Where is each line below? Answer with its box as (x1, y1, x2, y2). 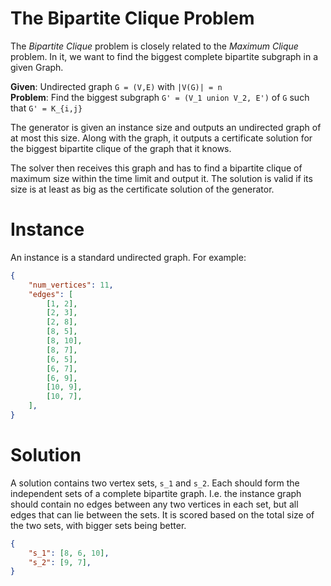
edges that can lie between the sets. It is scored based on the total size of (10, 508, 315, 521)
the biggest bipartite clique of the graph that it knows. (10, 142, 232, 154)
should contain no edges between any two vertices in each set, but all (10, 498, 299, 510)
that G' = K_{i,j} (10, 102, 83, 114)
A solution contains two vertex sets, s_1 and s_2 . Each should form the (10, 477, 300, 489)
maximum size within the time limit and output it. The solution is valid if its (10, 172, 313, 184)
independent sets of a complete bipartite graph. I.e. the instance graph (10, 487, 302, 499)
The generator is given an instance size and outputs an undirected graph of (10, 121, 322, 133)
